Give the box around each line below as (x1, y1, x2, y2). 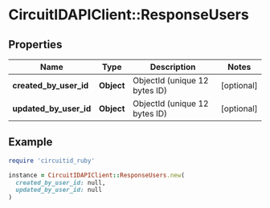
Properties (8, 38, 63, 51)
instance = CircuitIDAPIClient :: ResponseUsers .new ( (8, 171, 185, 179)
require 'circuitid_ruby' (8, 157, 95, 165)
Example (8, 135, 53, 149)
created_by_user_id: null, (15, 178, 106, 186)
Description (149, 62, 196, 72)
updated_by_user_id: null (15, 186, 103, 194)
